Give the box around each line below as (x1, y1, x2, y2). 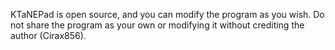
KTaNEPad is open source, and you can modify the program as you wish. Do (10, 9, 325, 20)
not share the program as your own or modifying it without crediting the (10, 19, 305, 31)
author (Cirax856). (10, 30, 87, 41)
